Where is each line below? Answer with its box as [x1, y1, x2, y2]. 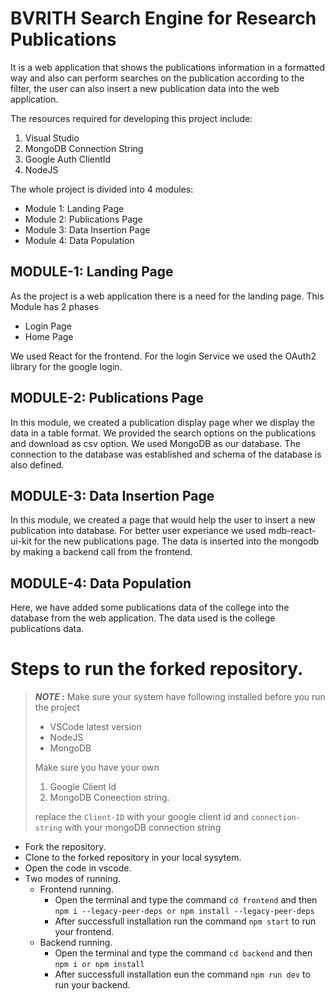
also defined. [10, 458, 65, 471]
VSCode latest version [49, 721, 142, 733]
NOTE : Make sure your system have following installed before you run [34, 691, 326, 703]
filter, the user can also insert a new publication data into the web [10, 82, 280, 94]
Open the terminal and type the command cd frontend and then [54, 894, 318, 906]
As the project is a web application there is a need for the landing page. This [10, 290, 325, 302]
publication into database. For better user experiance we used [10, 525, 267, 537]
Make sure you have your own [34, 762, 160, 774]
